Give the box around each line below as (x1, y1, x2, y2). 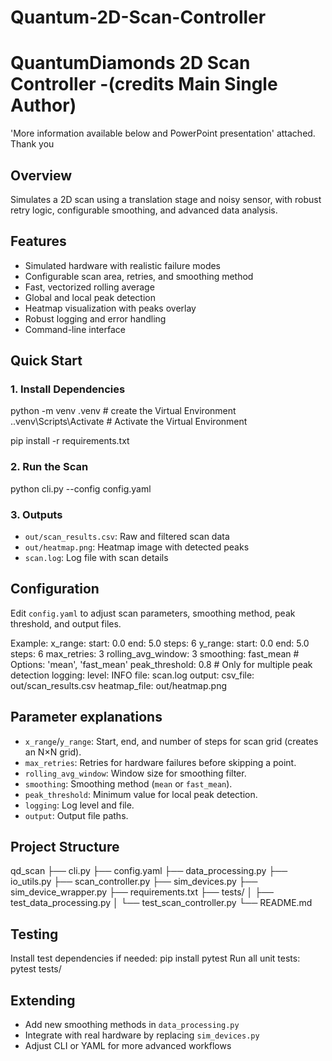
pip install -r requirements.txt (10, 435, 130, 447)
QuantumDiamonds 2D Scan (10, 52, 251, 75)
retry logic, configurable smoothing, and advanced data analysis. (10, 204, 278, 216)
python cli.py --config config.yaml (10, 482, 152, 495)
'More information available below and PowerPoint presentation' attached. (10, 127, 316, 140)
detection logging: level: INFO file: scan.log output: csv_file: (10, 669, 255, 681)
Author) (10, 94, 77, 117)
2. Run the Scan (10, 460, 89, 474)
